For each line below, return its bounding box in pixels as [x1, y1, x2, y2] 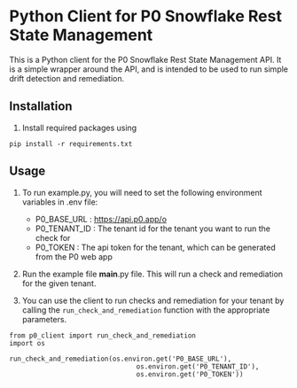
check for [35, 232, 71, 243]
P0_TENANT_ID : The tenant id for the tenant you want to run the [35, 223, 270, 234]
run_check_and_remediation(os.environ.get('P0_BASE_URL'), [9, 354, 232, 363]
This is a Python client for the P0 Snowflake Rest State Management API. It [9, 54, 282, 65]
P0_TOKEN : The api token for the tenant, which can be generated [35, 242, 277, 252]
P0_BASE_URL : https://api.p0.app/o [35, 213, 167, 224]
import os [9, 338, 46, 347]
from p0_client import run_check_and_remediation [9, 330, 197, 340]
